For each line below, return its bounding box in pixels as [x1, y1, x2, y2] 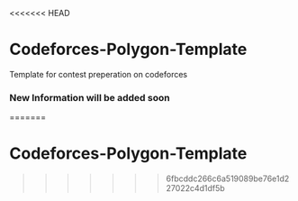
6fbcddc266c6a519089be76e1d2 [166, 173, 290, 184]
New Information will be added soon [9, 91, 170, 104]
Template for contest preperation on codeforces [9, 69, 187, 79]
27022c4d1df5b [166, 183, 225, 194]
